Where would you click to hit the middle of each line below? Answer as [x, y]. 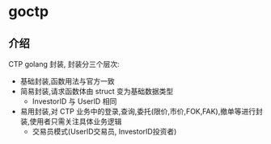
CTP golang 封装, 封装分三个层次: [64, 64]
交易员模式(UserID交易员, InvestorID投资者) [104, 132]
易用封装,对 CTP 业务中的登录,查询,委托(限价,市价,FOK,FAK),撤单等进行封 [141, 111]
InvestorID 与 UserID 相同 [74, 101]
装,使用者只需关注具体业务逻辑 [71, 121]
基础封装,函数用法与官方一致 [67, 81]
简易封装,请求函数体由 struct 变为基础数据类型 [97, 91]
